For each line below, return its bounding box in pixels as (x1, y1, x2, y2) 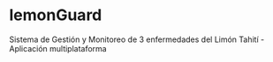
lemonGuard (9, 5, 102, 25)
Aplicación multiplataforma (9, 43, 108, 53)
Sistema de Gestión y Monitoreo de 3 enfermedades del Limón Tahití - (9, 34, 265, 45)
